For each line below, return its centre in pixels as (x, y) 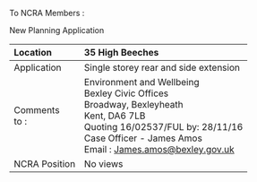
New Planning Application (57, 30)
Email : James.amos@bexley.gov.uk (159, 149)
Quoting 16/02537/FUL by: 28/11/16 (163, 127)
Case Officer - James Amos (143, 138)
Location (33, 52)
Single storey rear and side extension (162, 68)
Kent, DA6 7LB (115, 116)
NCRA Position (45, 164)
